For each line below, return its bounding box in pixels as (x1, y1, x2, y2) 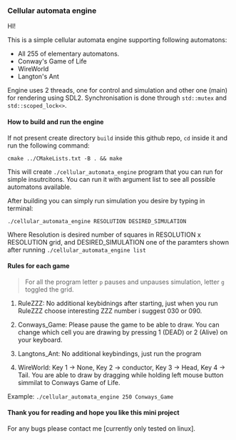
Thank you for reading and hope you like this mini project (7, 409, 180, 417)
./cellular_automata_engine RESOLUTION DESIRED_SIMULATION (7, 218, 187, 225)
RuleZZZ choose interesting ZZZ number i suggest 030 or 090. (17, 306, 202, 315)
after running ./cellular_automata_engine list (7, 245, 146, 254)
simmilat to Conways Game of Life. (17, 378, 120, 387)
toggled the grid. (24, 285, 74, 294)
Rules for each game (7, 262, 70, 270)
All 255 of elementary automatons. (17, 49, 120, 58)
